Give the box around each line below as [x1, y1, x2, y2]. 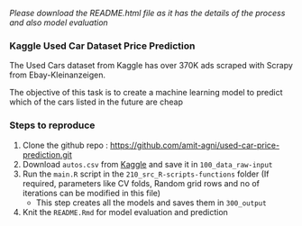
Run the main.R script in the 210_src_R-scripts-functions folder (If [22, 168, 270, 179]
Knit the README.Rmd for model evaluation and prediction [22, 206, 228, 217]
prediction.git [22, 149, 72, 160]
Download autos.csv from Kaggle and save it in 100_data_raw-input [22, 158, 273, 169]
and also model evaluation [9, 17, 108, 28]
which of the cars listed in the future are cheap [9, 96, 183, 107]
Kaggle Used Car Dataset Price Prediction [9, 40, 196, 52]
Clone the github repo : [22, 140, 108, 150]
